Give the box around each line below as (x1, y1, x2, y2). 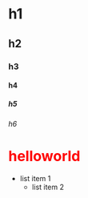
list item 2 (31, 182, 65, 192)
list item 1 (19, 174, 51, 183)
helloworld (8, 147, 81, 165)
